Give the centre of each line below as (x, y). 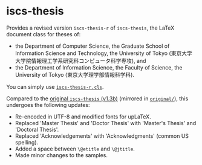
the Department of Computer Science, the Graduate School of (92, 46)
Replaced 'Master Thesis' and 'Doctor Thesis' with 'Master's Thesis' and (106, 123)
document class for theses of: (44, 34)
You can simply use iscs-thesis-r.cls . (55, 86)
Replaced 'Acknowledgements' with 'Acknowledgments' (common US (102, 136)
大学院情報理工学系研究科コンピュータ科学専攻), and (80, 60)
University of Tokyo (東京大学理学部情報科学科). (75, 74)
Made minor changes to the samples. (61, 155)
